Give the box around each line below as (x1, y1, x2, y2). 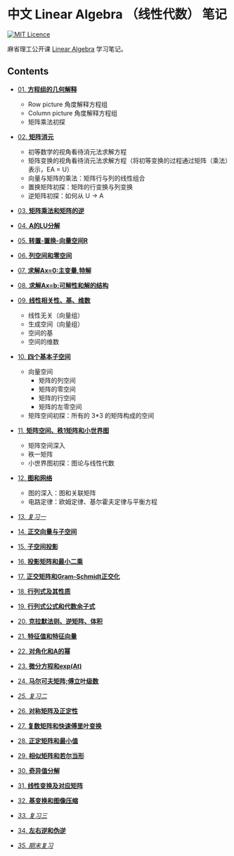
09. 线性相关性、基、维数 (17, 296, 91, 305)
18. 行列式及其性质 (17, 587, 71, 595)
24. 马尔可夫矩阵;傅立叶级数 (17, 677, 99, 685)
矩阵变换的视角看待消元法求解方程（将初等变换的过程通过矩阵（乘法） (27, 156, 228, 165)
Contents (7, 65, 49, 77)
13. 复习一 (17, 512, 46, 520)
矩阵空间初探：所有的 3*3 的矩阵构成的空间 (27, 411, 155, 419)
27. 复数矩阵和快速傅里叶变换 (17, 722, 102, 730)
